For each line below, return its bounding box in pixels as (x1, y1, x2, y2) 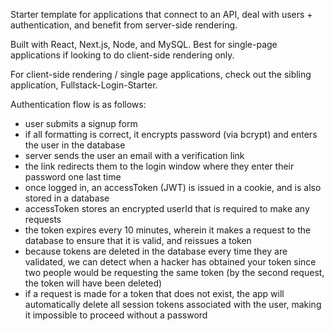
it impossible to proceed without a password (24, 309, 208, 321)
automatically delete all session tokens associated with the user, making (24, 299, 322, 310)
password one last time (24, 171, 122, 183)
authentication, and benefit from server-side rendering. (10, 19, 238, 31)
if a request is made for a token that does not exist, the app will (24, 288, 285, 299)
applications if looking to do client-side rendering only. (10, 49, 235, 61)
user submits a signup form (24, 118, 138, 129)
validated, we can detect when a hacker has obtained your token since (24, 256, 317, 268)
